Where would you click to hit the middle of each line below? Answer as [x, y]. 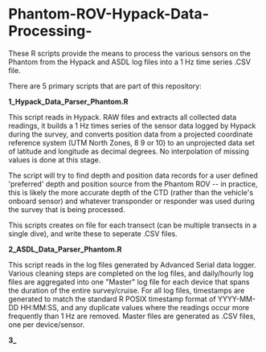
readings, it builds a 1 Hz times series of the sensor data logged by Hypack [132, 125]
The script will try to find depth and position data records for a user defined [133, 175]
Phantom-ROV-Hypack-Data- [108, 14]
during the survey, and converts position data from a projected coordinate [131, 134]
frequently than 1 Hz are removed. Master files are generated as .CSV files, [132, 316]
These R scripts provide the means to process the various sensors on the [129, 53]
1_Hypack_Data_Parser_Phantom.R [68, 101]
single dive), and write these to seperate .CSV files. [93, 233]
